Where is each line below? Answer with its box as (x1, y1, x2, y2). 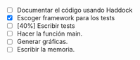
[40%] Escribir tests (16, 22, 75, 30)
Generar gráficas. (16, 38, 68, 46)
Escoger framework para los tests (16, 14, 115, 22)
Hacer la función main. (16, 29, 83, 38)
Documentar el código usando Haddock (16, 6, 133, 14)
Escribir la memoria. (16, 45, 75, 54)
